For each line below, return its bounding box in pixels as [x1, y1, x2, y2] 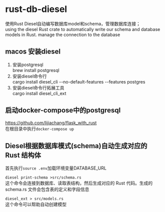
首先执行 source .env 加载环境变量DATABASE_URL [5, 165, 106, 171]
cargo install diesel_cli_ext [12, 90, 66, 96]
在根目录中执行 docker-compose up [5, 125, 74, 131]
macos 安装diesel [5, 47, 61, 56]
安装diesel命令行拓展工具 [12, 84, 64, 90]
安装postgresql [12, 61, 43, 67]
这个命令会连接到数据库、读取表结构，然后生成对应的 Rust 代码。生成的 [5, 180, 153, 186]
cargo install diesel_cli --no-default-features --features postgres [12, 78, 145, 84]
